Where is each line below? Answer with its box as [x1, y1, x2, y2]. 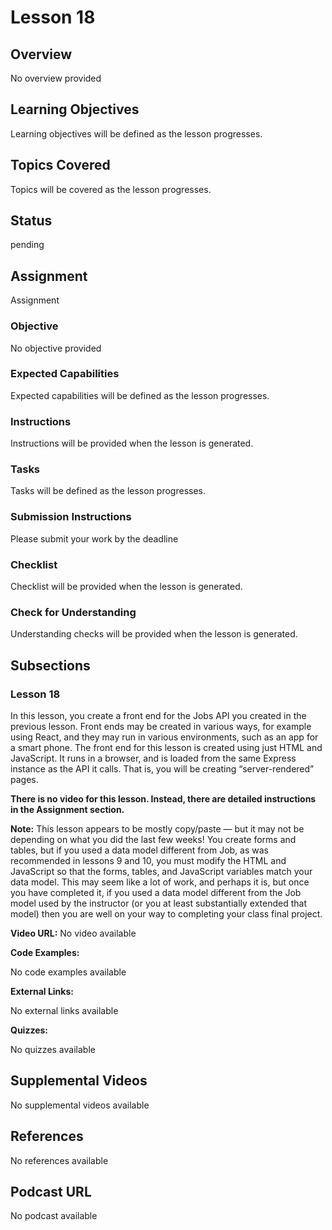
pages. [10, 774, 39, 786]
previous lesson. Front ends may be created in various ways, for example [10, 721, 312, 733]
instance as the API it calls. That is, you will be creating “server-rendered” [10, 763, 315, 775]
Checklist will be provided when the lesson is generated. [10, 581, 243, 593]
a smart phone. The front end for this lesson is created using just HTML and [10, 742, 323, 754]
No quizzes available [10, 1044, 96, 1056]
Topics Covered [10, 157, 111, 174]
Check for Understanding [10, 605, 137, 619]
